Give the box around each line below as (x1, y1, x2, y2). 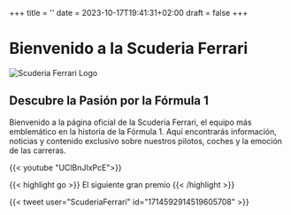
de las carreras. (9, 145, 66, 156)
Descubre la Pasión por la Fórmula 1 (9, 93, 210, 109)
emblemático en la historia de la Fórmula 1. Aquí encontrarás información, (9, 126, 277, 136)
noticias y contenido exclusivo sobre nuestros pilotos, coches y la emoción (9, 135, 283, 146)
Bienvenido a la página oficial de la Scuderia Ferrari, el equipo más (9, 117, 252, 127)
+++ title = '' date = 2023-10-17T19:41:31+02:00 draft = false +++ (9, 8, 249, 18)
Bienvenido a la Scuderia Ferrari (9, 39, 249, 58)
